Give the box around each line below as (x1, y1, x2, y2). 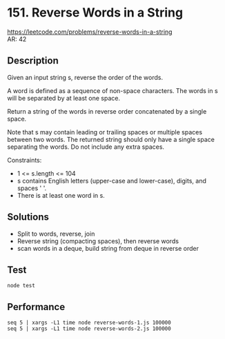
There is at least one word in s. (17, 191, 105, 199)
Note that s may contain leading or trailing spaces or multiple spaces (7, 127, 202, 136)
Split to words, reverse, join (17, 229, 95, 238)
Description (7, 55, 59, 67)
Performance (7, 301, 66, 313)
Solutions (7, 212, 50, 223)
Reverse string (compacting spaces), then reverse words (17, 236, 179, 245)
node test (7, 282, 36, 289)
